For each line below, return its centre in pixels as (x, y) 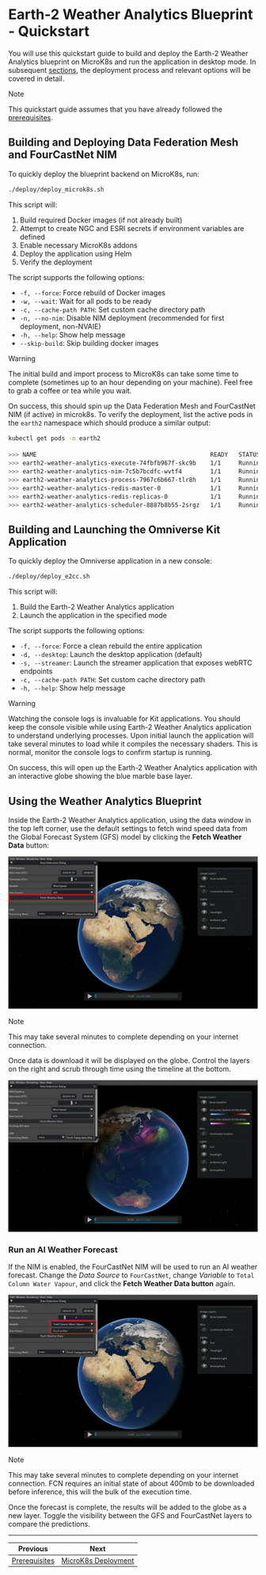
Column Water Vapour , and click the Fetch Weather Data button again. (122, 1284)
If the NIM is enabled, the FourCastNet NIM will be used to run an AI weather (133, 1267)
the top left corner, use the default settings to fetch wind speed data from (128, 828)
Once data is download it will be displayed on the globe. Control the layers (129, 1060)
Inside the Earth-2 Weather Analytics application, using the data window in (130, 820)
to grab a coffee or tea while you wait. (70, 390)
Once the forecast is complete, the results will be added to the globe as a (127, 1507)
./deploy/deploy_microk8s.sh (56, 189)
